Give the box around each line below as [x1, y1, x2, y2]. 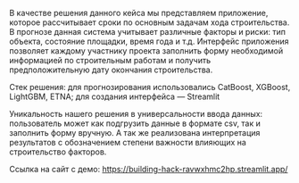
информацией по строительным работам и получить [9, 55, 212, 65]
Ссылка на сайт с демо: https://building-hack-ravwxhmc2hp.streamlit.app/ [9, 164, 288, 174]
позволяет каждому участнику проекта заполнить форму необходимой [9, 46, 284, 56]
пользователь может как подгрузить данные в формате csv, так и [9, 118, 262, 129]
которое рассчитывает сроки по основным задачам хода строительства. [9, 17, 290, 28]
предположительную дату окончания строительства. [9, 64, 213, 75]
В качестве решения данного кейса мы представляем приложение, [9, 8, 269, 18]
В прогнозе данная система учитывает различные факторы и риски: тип [9, 27, 287, 37]
